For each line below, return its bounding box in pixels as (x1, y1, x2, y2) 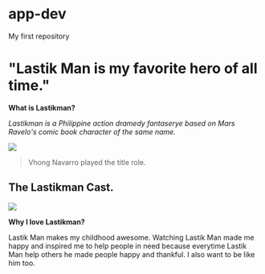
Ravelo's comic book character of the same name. (8, 127, 177, 136)
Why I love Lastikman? (8, 217, 86, 227)
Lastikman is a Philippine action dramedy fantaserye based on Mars (8, 118, 235, 128)
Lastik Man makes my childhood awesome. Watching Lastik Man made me (8, 232, 255, 242)
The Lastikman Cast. (8, 181, 114, 195)
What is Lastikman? (8, 103, 76, 112)
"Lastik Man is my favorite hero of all (8, 59, 259, 78)
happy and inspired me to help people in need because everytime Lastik (8, 241, 247, 251)
